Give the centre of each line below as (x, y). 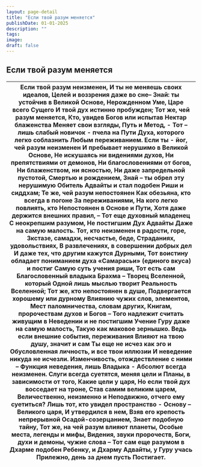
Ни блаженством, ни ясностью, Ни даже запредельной (101, 170)
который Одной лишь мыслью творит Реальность (101, 283)
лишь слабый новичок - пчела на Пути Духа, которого (101, 132)
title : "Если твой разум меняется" (51, 18)
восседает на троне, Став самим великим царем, (101, 389)
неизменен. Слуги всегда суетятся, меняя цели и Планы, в (101, 374)
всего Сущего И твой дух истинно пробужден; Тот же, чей (101, 109)
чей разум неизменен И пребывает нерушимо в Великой (101, 147)
